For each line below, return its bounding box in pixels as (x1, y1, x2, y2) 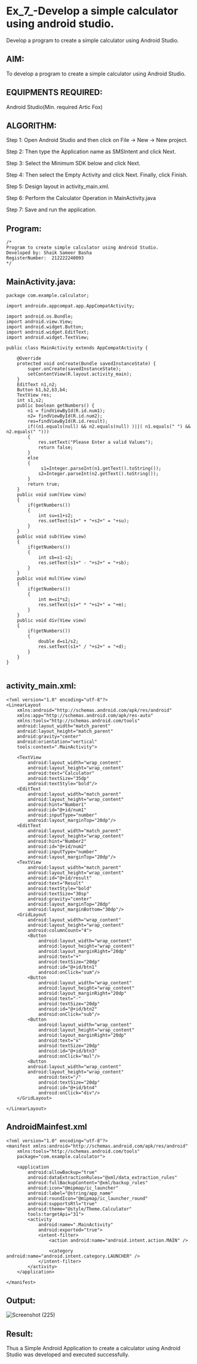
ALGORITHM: (6, 120, 57, 131)
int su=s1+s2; (38, 513, 73, 519)
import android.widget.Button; (6, 324, 84, 330)
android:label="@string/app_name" (27, 1190, 113, 1196)
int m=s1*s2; (38, 597, 70, 603)
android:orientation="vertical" (17, 739, 97, 745)
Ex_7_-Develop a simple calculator (6, 4, 178, 18)
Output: (6, 1296, 36, 1306)
